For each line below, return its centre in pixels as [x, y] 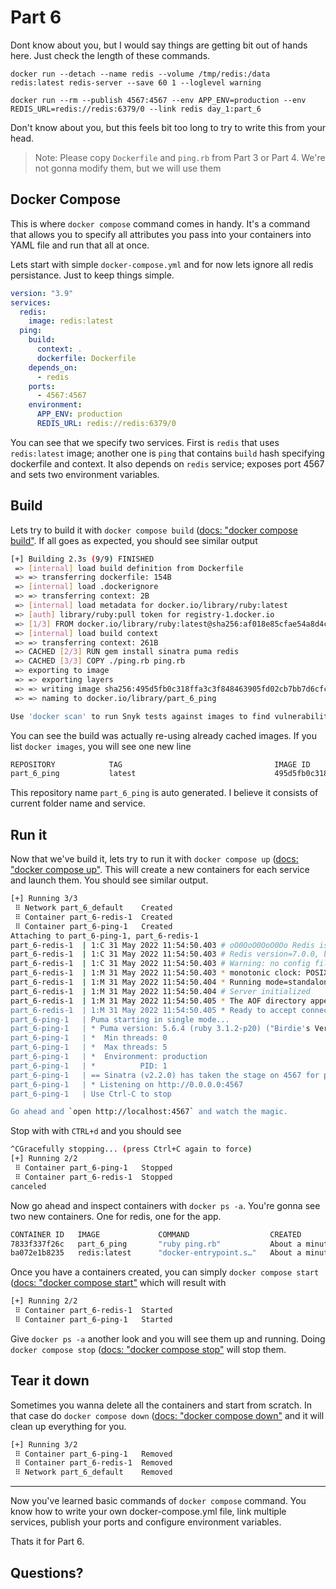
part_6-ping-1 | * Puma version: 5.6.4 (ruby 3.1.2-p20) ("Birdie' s [160, 1029]
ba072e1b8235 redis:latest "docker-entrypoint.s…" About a [156, 1253]
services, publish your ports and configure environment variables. [146, 1522]
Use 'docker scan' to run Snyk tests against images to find [140, 716]
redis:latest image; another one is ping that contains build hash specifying [167, 453]
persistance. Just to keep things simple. [92, 275]
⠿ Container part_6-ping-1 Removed [93, 1454]
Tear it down [50, 1381]
